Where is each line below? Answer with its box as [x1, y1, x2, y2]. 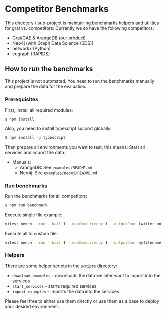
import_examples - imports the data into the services [12, 289, 119, 295]
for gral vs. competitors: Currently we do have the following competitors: [5, 25, 154, 31]
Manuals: [12, 159, 31, 165]
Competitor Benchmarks [5, 3, 109, 15]
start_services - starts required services [12, 283, 97, 289]
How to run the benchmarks [5, 65, 93, 73]
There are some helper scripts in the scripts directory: [5, 263, 118, 269]
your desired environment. [5, 304, 60, 310]
